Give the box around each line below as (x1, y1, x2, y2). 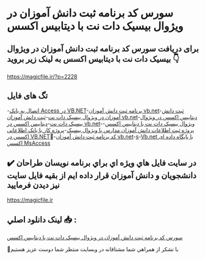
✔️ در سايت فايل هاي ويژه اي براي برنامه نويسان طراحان (7, 158, 197, 168)
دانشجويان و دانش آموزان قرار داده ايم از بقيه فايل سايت (7, 170, 197, 181)
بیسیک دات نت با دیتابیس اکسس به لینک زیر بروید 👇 (7, 54, 179, 64)
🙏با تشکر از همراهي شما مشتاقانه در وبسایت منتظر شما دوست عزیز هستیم (7, 246, 179, 253)
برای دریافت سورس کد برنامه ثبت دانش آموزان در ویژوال (7, 43, 199, 54)
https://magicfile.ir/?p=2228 (7, 73, 78, 80)
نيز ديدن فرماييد (7, 180, 60, 191)
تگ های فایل (7, 90, 48, 101)
